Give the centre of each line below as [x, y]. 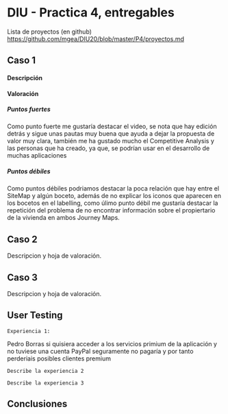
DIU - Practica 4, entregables [91, 13]
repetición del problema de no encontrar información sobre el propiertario [111, 210]
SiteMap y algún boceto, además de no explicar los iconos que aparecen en [114, 196]
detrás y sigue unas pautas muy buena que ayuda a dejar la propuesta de [111, 134]
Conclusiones [37, 404]
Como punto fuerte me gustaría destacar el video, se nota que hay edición [112, 126]
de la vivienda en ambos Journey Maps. [63, 218]
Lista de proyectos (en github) [50, 32]
